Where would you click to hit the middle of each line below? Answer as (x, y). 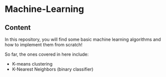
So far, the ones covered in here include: (47, 54)
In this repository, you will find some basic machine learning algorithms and (83, 39)
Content (18, 28)
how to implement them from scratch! (44, 45)
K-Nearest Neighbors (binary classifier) (53, 69)
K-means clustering (32, 64)
